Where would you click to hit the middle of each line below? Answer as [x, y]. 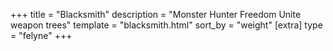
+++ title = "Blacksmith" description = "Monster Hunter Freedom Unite [156, 14]
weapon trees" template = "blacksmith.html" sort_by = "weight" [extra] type [166, 25]
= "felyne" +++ [41, 35]
